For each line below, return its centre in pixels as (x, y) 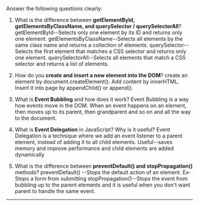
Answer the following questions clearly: (54, 9)
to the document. (36, 118)
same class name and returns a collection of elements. (81, 45)
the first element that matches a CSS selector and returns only (110, 51)
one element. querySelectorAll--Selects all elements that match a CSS (100, 58)
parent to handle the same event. (55, 191)
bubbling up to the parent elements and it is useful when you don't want (102, 185)
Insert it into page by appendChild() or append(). (74, 88)
